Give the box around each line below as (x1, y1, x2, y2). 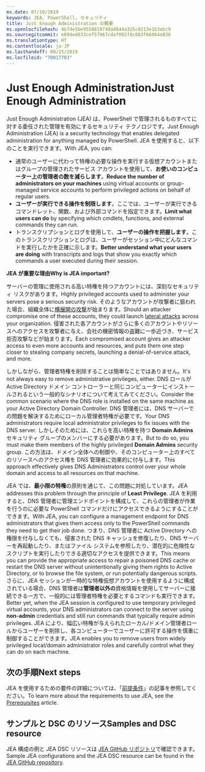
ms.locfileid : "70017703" (6, 54, 72, 61)
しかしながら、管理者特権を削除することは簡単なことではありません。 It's (6, 367, 191, 375)
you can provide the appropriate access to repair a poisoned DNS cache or (6, 557, 196, 564)
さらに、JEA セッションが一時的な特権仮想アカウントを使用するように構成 (6, 577, 195, 584)
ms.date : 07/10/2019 (6, 9, 59, 15)
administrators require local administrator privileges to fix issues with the (6, 419, 190, 426)
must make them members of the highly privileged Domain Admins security (6, 441, 198, 448)
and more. (6, 354, 32, 362)
